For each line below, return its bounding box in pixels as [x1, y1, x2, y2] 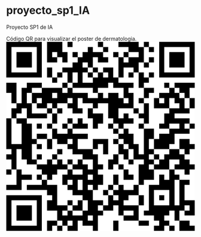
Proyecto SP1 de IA [6, 23, 53, 31]
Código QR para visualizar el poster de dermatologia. [6, 35, 137, 42]
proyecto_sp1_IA [6, 4, 90, 17]
